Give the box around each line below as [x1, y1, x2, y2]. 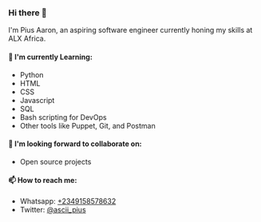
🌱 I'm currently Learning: [8, 52, 93, 61]
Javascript [19, 95, 55, 105]
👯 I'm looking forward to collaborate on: [8, 139, 142, 149]
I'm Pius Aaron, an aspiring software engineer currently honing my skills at [8, 26, 253, 35]
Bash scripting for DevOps [19, 112, 107, 122]
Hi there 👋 [8, 7, 48, 18]
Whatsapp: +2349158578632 [19, 196, 117, 206]
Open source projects [19, 157, 92, 166]
